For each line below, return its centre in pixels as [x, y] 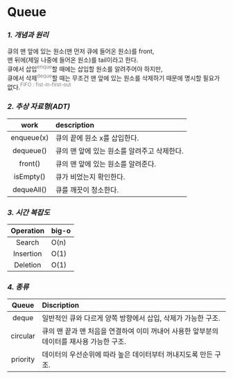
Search [28, 243]
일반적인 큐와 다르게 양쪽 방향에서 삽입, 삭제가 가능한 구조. [131, 318]
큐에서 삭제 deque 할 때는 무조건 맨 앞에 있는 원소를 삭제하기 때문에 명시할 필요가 [114, 77]
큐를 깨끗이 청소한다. [87, 190]
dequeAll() [30, 189]
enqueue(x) [30, 137]
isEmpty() [30, 176]
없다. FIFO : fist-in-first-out [39, 86]
